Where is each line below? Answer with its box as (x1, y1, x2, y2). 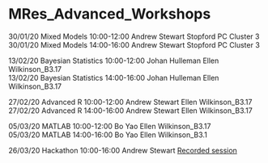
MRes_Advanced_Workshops (8, 5, 211, 23)
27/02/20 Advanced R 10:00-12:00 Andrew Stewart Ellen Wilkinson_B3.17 (8, 97, 253, 107)
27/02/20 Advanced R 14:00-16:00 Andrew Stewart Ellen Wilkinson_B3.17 (8, 106, 253, 115)
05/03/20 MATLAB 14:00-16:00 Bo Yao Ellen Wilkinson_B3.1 (8, 130, 208, 140)
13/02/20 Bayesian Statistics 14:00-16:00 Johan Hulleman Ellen (8, 73, 219, 82)
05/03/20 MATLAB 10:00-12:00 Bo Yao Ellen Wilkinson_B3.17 (8, 121, 211, 131)
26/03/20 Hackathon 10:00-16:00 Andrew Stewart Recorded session (8, 145, 237, 155)
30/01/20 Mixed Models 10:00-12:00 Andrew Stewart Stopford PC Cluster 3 (8, 31, 260, 41)
